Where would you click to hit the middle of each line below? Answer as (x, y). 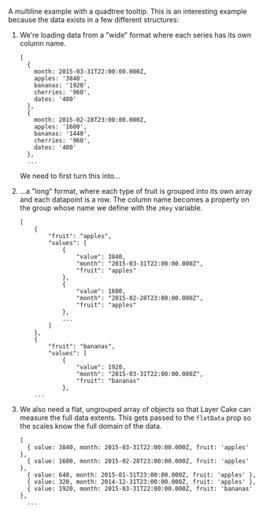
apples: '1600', (61, 127)
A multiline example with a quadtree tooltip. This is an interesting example (128, 11)
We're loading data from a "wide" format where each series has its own (135, 35)
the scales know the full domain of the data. (91, 426)
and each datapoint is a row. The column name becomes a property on (134, 199)
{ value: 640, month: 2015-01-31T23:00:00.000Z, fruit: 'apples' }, (142, 475)
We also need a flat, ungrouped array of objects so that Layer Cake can (135, 409)
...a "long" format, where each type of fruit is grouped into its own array (136, 191)
